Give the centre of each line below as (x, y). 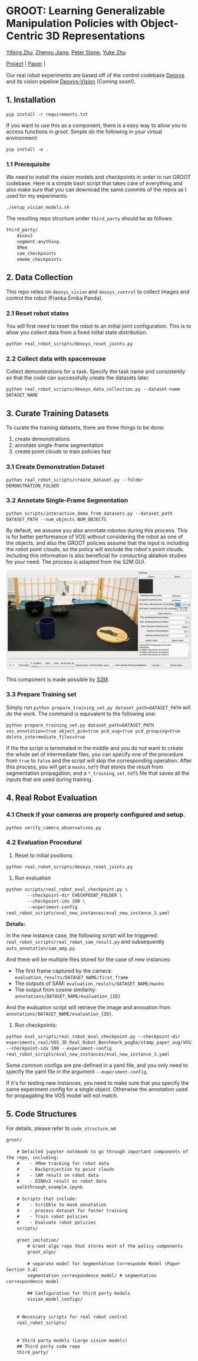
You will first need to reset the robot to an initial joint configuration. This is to (99, 326)
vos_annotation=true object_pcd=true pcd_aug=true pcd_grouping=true (93, 731)
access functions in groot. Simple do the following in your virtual (84, 132)
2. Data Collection (39, 278)
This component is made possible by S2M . (58, 679)
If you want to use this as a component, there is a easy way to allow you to (97, 125)
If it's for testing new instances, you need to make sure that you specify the (98, 1083)
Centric (25, 36)
